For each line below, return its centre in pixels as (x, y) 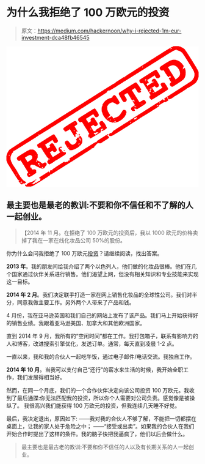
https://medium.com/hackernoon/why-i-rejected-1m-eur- (110, 31)
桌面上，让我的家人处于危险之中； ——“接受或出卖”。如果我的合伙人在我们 (100, 426)
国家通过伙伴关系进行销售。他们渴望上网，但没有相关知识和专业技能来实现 (105, 274)
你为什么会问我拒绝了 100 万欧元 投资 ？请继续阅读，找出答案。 (85, 253)
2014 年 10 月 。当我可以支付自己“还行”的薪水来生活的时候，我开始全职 (95, 369)
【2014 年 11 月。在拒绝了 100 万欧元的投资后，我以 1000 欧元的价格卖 (110, 233)
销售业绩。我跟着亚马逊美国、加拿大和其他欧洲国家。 (78, 323)
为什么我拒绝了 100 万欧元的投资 (88, 13)
